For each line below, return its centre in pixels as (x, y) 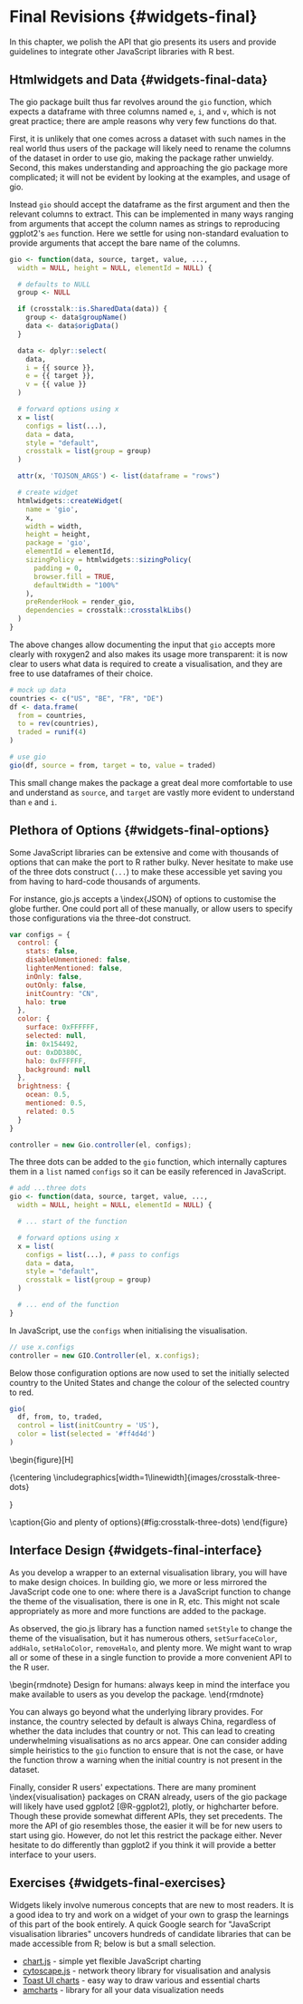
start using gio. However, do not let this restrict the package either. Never (146, 1835)
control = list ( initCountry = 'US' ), (89, 1426)
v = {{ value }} (57, 384)
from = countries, (52, 715)
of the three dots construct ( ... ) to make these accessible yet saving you (146, 871)
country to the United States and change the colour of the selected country (150, 1382)
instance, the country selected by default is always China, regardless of (143, 1721)
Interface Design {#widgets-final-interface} (136, 1550)
